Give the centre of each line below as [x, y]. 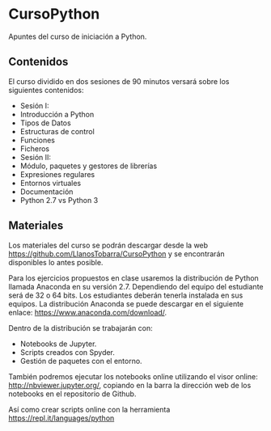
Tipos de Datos [45, 123]
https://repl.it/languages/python [61, 418]
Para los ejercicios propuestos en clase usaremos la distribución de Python [133, 278]
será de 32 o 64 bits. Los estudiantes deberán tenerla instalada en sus [126, 295]
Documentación [47, 192]
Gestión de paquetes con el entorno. [81, 361]
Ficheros [35, 148]
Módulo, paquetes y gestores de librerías [89, 166]
